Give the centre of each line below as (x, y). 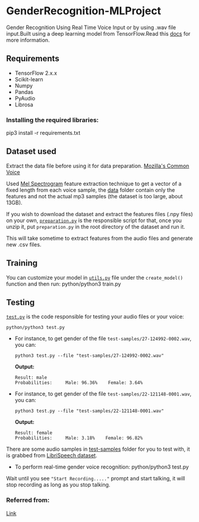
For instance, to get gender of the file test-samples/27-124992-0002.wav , (103, 338)
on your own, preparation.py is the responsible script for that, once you (94, 220)
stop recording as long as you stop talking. (58, 485)
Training (22, 263)
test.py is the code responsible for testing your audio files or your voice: (95, 317)
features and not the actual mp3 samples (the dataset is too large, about (94, 196)
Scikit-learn (29, 79)
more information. (28, 40)
